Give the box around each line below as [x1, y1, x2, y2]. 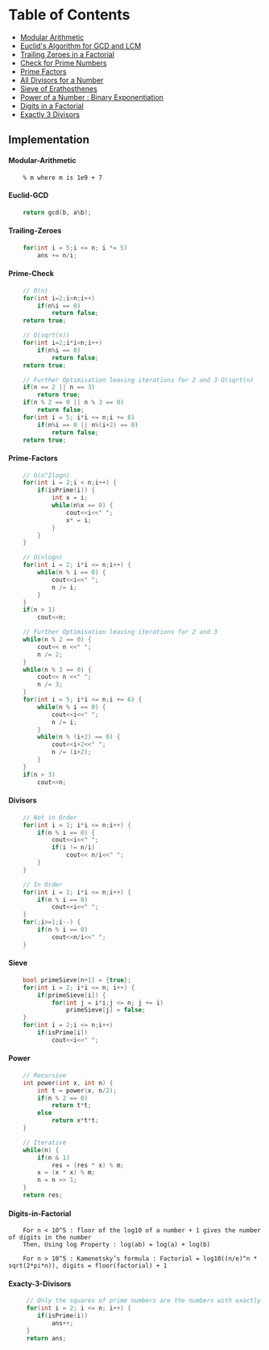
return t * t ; [51, 1101, 92, 1109]
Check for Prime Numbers [19, 58, 107, 68]
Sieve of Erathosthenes [19, 83, 98, 94]
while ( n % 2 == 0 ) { [23, 635, 92, 644]
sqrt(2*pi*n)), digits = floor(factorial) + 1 [8, 1262, 168, 1270]
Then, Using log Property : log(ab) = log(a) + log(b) [23, 1241, 211, 1249]
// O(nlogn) [23, 553, 63, 562]
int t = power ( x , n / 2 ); [37, 1086, 117, 1095]
